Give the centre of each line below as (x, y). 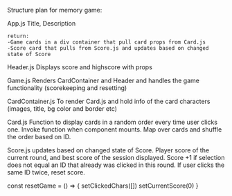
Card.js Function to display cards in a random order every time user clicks (113, 122)
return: (18, 36)
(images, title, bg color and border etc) (62, 109)
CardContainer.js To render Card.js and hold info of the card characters (109, 101)
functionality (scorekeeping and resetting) (67, 88)
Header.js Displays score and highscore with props (80, 67)
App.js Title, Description (42, 23)
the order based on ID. (39, 137)
